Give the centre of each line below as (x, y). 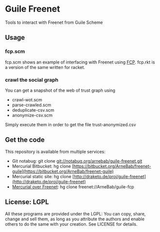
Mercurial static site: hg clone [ (43, 176)
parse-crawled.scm (32, 105)
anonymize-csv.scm (32, 115)
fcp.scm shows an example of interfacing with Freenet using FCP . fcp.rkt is (80, 62)
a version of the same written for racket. (45, 67)
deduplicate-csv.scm (33, 110)
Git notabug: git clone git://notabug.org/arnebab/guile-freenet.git (77, 161)
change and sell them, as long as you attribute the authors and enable (75, 219)
